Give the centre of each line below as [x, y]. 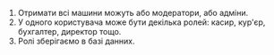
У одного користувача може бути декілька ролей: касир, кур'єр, [141, 22]
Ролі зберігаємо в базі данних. [77, 41]
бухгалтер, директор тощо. [69, 31]
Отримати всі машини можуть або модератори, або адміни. [133, 13]
